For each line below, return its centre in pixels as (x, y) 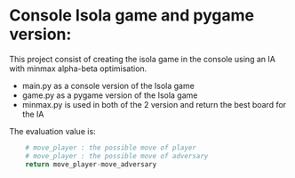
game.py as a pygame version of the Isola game (110, 95)
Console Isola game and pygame (132, 16)
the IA (33, 114)
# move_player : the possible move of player (111, 148)
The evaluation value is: (52, 131)
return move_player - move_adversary (91, 164)
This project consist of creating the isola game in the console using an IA (142, 59)
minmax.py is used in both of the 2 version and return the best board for (154, 104)
